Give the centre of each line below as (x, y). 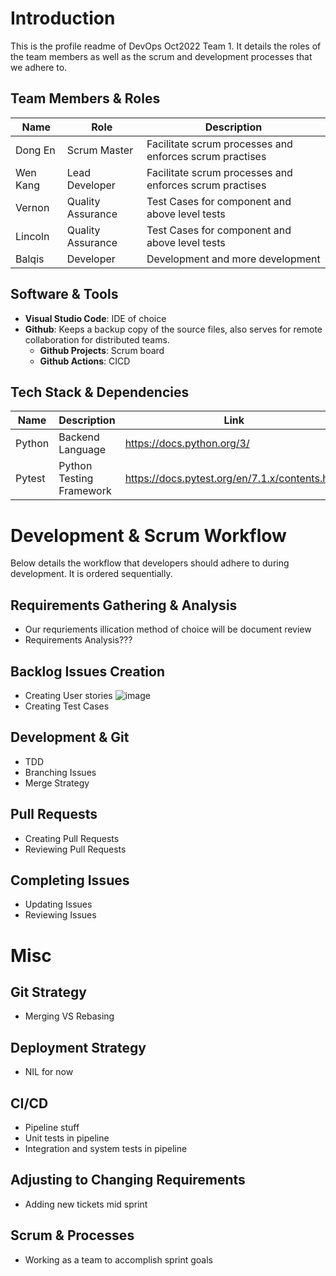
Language (82, 450)
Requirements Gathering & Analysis (124, 605)
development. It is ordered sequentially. (91, 574)
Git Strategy (48, 992)
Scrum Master (100, 150)
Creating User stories (68, 695)
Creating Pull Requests (72, 838)
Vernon (32, 207)
